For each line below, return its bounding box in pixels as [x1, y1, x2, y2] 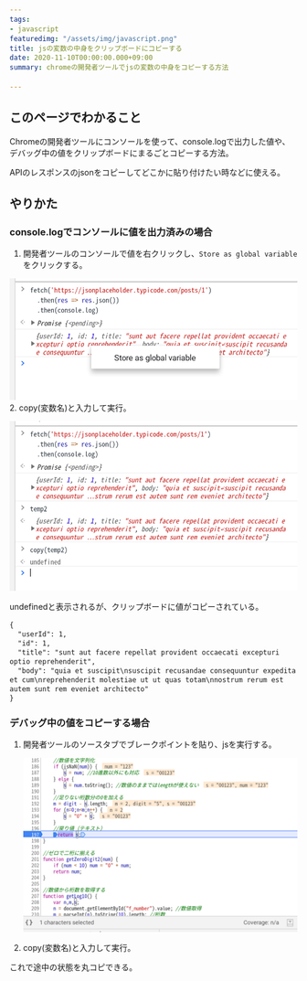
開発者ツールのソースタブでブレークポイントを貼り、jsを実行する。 [22, 739, 277, 750]
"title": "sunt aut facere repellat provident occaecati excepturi [17, 647, 281, 657]
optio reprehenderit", [9, 656, 96, 666]
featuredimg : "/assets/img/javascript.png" [9, 34, 178, 43]
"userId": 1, [17, 629, 68, 639]
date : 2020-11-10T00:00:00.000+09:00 [9, 53, 153, 63]
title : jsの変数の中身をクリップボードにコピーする [9, 44, 183, 53]
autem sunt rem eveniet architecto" [9, 684, 149, 694]
